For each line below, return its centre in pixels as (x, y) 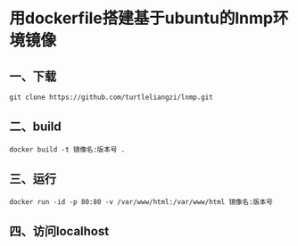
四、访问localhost (59, 231)
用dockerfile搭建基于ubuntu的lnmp (141, 18)
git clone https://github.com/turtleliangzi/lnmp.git (112, 97)
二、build (35, 127)
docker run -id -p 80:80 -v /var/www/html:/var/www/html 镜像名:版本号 (141, 201)
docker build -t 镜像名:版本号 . (67, 149)
